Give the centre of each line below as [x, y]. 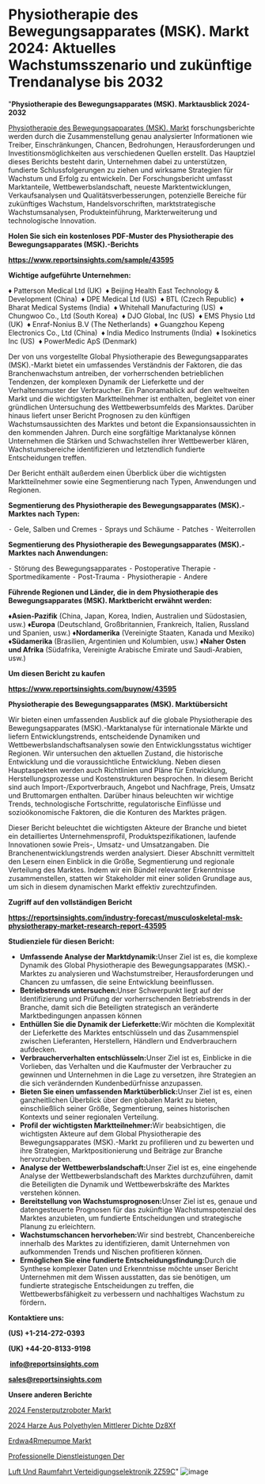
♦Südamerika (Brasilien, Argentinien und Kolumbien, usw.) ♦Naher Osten [127, 641]
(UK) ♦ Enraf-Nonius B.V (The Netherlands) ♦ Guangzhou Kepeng [116, 324]
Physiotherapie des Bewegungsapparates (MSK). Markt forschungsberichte [132, 128]
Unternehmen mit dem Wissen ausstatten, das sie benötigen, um [125, 1277]
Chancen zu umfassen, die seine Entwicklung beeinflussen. [117, 982]
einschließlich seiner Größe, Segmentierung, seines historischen [125, 1108]
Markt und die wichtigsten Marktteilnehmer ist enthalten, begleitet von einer [132, 398]
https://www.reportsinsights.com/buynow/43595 [93, 689]
